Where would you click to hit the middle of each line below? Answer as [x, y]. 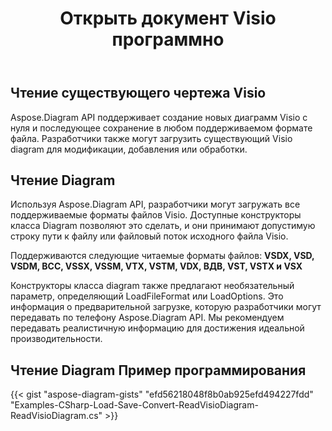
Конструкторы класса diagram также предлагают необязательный [152, 286]
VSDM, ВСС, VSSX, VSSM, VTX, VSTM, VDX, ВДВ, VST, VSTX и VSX [156, 266]
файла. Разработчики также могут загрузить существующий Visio [151, 138]
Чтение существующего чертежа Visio [138, 93]
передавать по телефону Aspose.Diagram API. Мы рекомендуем [147, 318]
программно [168, 39]
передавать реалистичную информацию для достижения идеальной [157, 328]
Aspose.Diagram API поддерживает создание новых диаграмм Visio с [159, 117]
